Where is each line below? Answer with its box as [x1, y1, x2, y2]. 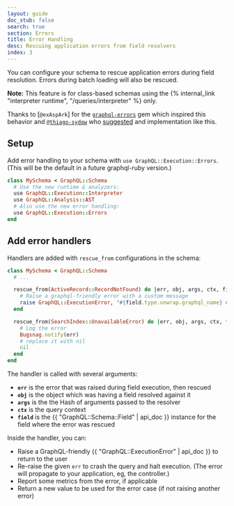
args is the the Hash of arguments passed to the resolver [17, 398, 181, 406]
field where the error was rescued [17, 420, 115, 429]
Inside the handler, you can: [7, 434, 87, 442]
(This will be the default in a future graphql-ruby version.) [7, 163, 172, 171]
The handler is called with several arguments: [7, 370, 138, 378]
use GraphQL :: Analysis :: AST [13, 197, 95, 204]
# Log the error [19, 325, 68, 332]
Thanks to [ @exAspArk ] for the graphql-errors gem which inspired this [7, 109, 206, 118]
